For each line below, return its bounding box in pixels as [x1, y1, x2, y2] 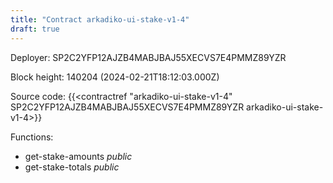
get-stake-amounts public [24, 150, 133, 162]
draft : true [10, 24, 60, 34]
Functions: [10, 131, 54, 143]
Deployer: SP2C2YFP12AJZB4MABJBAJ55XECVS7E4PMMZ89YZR [10, 51, 287, 63]
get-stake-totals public [24, 161, 120, 173]
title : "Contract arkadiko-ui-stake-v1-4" [10, 14, 190, 25]
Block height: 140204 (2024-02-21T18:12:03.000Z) [10, 71, 220, 83]
